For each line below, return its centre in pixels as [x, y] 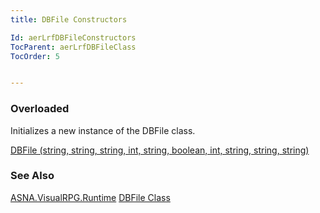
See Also [32, 176]
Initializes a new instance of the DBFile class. [103, 130]
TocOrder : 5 [35, 56]
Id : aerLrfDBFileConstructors [73, 37]
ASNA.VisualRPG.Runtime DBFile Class [90, 197]
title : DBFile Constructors [69, 19]
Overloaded [40, 109]
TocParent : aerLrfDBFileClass [73, 47]
